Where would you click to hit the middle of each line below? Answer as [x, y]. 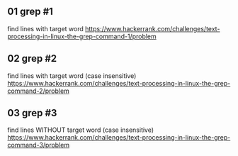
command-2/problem [38, 91]
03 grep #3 [32, 113]
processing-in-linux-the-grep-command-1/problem [82, 36]
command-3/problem [38, 145]
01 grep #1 [30, 12]
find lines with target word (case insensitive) [72, 76]
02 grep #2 [32, 58]
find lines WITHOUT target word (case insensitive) [81, 130]
